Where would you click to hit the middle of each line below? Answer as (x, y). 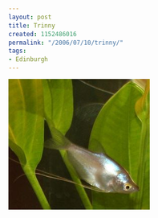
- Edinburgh (28, 60)
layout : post (30, 17)
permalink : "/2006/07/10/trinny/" (66, 43)
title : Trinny (32, 25)
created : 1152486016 (43, 34)
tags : (17, 51)
